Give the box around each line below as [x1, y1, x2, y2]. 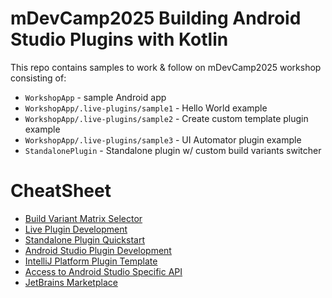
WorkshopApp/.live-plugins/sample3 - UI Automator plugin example [24, 133, 302, 146]
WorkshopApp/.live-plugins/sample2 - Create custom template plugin [24, 112, 309, 124]
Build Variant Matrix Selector [24, 212, 143, 224]
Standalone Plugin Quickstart [24, 233, 145, 246]
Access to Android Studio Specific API [24, 265, 183, 277]
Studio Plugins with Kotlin [10, 28, 229, 51]
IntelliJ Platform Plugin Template [24, 255, 158, 267]
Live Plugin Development [24, 223, 128, 235]
